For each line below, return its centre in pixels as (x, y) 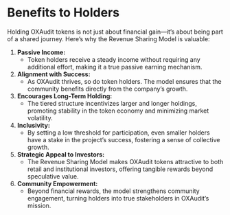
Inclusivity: (33, 125)
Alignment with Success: (54, 74)
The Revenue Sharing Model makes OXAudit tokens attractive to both (125, 161)
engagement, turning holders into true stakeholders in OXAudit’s (118, 198)
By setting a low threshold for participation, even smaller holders (119, 133)
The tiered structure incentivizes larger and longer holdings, (112, 103)
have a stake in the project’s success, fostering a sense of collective (124, 139)
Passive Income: (41, 52)
